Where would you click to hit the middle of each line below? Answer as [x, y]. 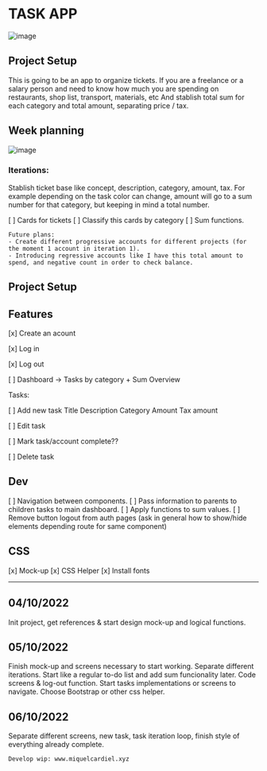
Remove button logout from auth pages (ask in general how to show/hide [128, 518]
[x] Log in [24, 349]
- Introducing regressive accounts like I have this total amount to [126, 256]
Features [31, 314]
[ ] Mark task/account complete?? [64, 441]
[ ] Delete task [31, 457]
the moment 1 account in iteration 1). [74, 249]
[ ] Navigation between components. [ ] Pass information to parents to [123, 501]
